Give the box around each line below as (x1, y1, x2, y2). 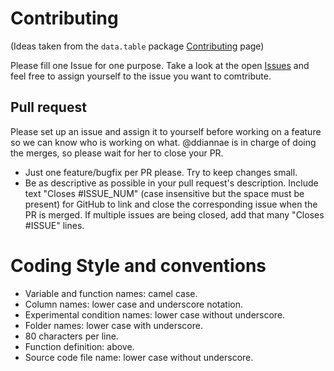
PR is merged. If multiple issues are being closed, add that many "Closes (24, 208, 325, 221)
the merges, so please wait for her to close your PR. (10, 147, 224, 159)
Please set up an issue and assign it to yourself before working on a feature (10, 125, 322, 137)
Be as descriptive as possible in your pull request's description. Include (24, 177, 319, 189)
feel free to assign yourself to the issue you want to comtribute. (10, 70, 272, 82)
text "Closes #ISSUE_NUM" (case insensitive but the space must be (24, 187, 305, 199)
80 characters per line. (24, 330, 119, 342)
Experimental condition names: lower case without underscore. (24, 308, 286, 321)
